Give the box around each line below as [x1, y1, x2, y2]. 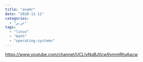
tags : [5, 25, 16, 30]
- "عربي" [9, 20, 27, 25]
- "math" [9, 34, 27, 39]
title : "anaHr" [5, 7, 36, 12]
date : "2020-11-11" [5, 12, 44, 16]
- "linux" [9, 29, 29, 34]
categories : [5, 16, 29, 21]
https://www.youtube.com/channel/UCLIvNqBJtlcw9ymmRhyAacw [5, 51, 138, 57]
